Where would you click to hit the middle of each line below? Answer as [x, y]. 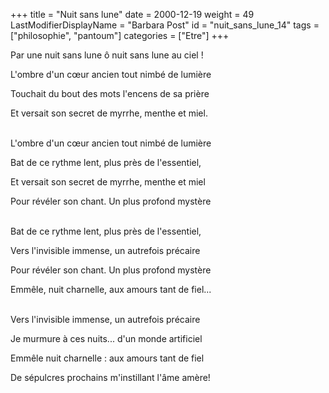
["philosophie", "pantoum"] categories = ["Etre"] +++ [120, 35]
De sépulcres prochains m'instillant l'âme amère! [110, 377]
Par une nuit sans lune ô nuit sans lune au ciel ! [107, 55]
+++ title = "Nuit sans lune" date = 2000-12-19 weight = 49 [132, 14]
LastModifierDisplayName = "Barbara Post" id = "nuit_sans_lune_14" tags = [165, 25]
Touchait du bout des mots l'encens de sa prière [110, 93]
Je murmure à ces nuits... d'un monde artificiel [106, 338]
